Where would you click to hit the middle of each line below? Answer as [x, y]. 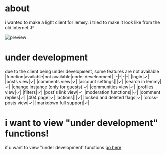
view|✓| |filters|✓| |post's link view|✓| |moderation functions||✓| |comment [83, 92]
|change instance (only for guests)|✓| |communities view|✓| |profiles [83, 87]
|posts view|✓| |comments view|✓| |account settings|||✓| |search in [75, 81]
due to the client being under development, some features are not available [82, 71]
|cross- [151, 97]
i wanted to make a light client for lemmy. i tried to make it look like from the [83, 22]
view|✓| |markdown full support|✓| [54, 103]
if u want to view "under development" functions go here [63, 147]
